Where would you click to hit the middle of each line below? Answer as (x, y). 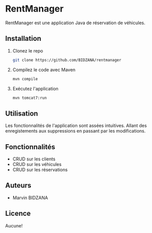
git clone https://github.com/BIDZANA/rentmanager (67, 60)
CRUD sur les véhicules (37, 164)
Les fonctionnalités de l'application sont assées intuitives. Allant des (76, 126)
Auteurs (18, 185)
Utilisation (22, 113)
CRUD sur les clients (34, 159)
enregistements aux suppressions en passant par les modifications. (75, 131)
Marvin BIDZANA (30, 198)
